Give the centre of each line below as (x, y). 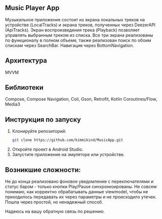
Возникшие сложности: (43, 170)
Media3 (13, 104)
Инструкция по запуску (43, 119)
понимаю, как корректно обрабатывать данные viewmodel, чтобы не (77, 191)
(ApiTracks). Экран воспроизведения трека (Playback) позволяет (72, 30)
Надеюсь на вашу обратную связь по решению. (55, 211)
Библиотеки (24, 87)
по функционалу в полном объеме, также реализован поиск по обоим (78, 40)
